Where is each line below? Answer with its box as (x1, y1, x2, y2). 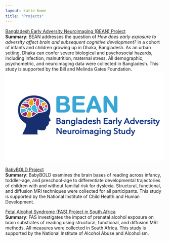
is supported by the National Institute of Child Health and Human (5, 193, 140, 199)
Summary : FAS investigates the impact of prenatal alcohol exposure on (5, 214, 154, 220)
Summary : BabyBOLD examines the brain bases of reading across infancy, (5, 171, 161, 178)
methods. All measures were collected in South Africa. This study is (5, 225, 146, 231)
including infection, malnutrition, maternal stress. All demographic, (5, 55, 144, 61)
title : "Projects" (5, 13, 44, 19)
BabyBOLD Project (5, 166, 44, 173)
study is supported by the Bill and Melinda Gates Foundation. (5, 66, 133, 72)
